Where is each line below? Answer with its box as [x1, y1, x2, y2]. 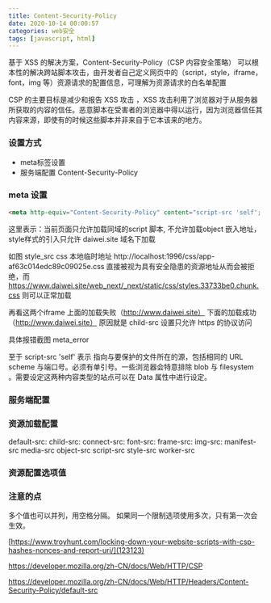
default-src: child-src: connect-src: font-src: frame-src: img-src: [8, 436, 223, 446]
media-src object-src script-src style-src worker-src [20, 445, 195, 455]
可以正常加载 [28, 290, 72, 300]
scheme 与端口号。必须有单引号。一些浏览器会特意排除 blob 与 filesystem [8, 361, 254, 372]
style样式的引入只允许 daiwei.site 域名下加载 [8, 234, 156, 243]
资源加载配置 [8, 418, 59, 429]
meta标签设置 [19, 157, 66, 167]
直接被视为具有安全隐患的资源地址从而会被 [106, 261, 248, 271]
